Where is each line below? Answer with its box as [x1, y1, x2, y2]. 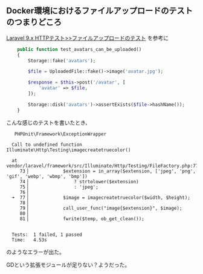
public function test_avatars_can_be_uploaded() [17, 46, 142, 53]
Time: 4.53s [11, 236, 47, 243]
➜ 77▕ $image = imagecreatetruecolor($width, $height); [11, 194, 190, 201]
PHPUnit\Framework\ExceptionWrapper [14, 131, 107, 137]
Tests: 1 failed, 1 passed [11, 232, 83, 238]
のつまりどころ [6, 17, 62, 27]
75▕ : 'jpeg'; [19, 184, 98, 190]
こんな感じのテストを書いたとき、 [6, 119, 91, 126]
